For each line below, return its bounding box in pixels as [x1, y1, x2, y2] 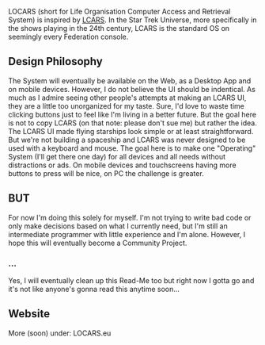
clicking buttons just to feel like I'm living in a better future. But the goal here [8, 109, 257, 119]
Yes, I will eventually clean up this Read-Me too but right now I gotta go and [8, 275, 255, 285]
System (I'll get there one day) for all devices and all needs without [8, 151, 225, 161]
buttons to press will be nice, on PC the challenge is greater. [8, 168, 204, 178]
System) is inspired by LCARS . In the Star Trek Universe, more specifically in [8, 15, 257, 25]
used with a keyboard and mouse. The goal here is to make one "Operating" [8, 143, 256, 153]
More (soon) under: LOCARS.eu [8, 328, 112, 338]
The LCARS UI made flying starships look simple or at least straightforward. [8, 126, 254, 136]
